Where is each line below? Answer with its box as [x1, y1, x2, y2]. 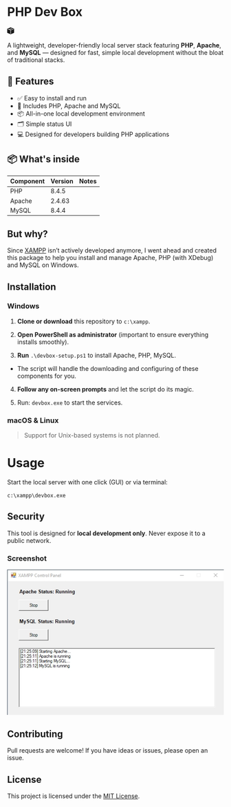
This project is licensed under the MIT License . [7, 792, 140, 800]
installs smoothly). [16, 338, 69, 346]
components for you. [16, 372, 77, 380]
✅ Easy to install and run [16, 94, 87, 102]
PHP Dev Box [7, 4, 83, 20]
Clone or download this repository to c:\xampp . [16, 317, 151, 325]
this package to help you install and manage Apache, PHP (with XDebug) [7, 254, 214, 262]
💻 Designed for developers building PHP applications [16, 130, 170, 138]
